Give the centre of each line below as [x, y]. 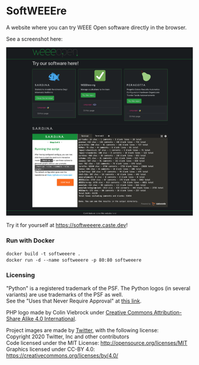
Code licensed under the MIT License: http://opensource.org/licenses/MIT [97, 342]
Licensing [21, 275]
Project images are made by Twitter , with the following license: [82, 330]
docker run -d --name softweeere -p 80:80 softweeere [74, 260]
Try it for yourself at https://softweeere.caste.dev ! [67, 225]
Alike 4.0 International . [49, 319]
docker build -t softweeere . [44, 254]
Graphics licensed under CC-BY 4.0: [51, 349]
